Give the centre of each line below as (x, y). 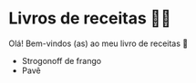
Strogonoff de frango (62, 60)
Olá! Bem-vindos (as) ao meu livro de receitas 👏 (98, 43)
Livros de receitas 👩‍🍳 (90, 18)
